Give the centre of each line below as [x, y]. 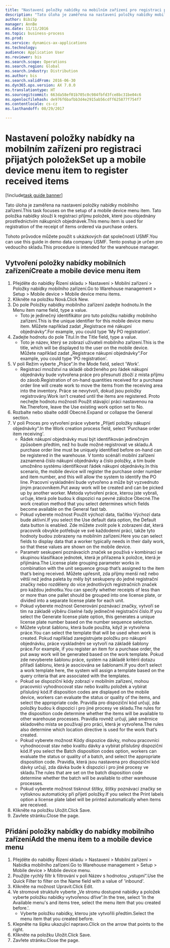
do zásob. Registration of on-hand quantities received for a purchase [91, 380]
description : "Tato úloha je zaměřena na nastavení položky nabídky [79, 15]
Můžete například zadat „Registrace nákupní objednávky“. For [84, 353]
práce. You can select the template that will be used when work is [88, 633]
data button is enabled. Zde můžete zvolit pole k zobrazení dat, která [92, 525]
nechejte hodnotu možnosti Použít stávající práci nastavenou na [87, 401]
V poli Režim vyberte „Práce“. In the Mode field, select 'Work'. [76, 364]
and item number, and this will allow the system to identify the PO [88, 477]
